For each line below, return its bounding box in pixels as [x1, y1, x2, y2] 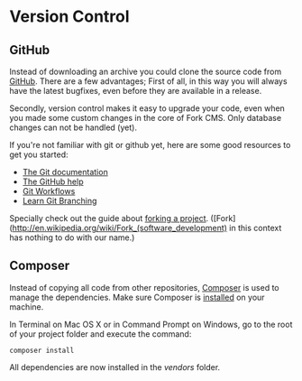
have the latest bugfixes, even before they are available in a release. [9, 86, 262, 96]
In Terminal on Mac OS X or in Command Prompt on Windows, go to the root [9, 319, 293, 330]
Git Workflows [22, 186, 76, 196]
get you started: [9, 149, 69, 160]
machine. [9, 301, 44, 312]
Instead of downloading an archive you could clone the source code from [9, 66, 282, 77]
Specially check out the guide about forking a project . [9, 213, 209, 223]
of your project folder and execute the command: [9, 328, 192, 339]
